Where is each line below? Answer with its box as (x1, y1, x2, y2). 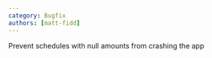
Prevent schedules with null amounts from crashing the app (8, 41, 205, 50)
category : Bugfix (8, 11, 66, 20)
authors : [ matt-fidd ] (8, 19, 81, 27)
